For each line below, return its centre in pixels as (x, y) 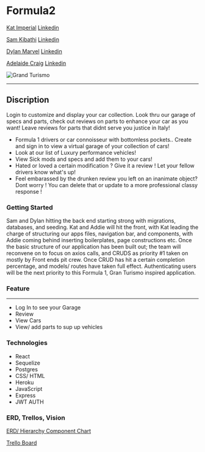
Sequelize (28, 363)
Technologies (27, 343)
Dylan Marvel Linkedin (34, 51)
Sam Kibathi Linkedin (33, 39)
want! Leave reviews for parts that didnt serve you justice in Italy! (88, 128)
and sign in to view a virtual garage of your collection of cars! (92, 146)
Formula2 (31, 11)
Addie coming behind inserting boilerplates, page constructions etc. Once (99, 240)
